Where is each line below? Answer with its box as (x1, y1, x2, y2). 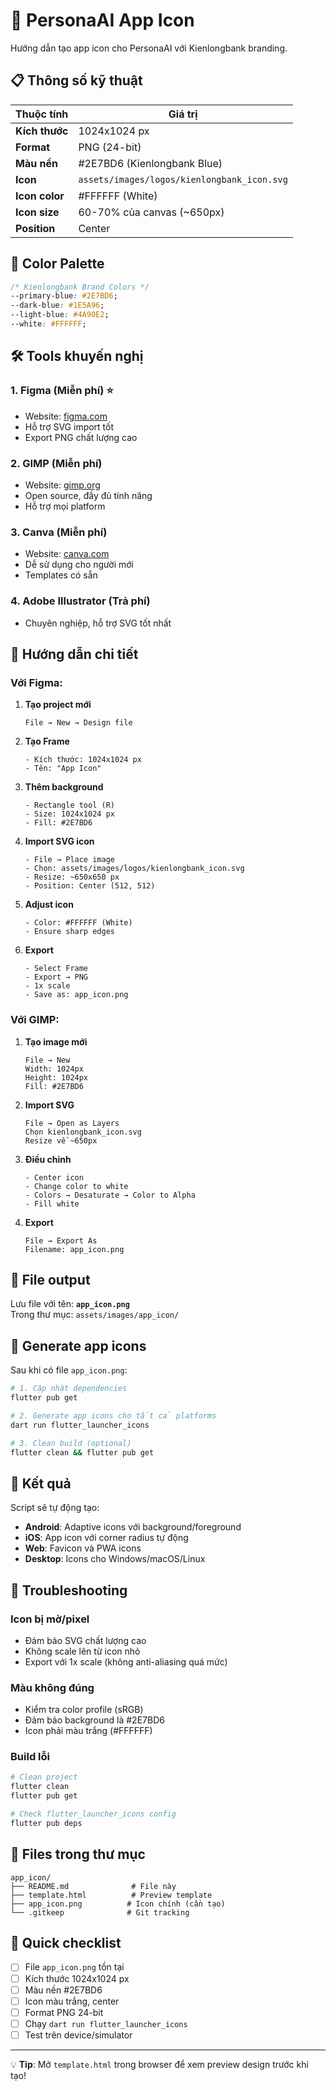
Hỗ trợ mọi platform (24, 500, 106, 512)
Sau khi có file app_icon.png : (10, 1364, 128, 1376)
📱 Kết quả (10, 1475, 72, 1492)
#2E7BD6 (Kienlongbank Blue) (78, 156, 223, 170)
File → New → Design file (24, 718, 133, 728)
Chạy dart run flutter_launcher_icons (24, 2017, 188, 2029)
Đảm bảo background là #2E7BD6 (24, 1714, 165, 1726)
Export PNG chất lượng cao (24, 431, 138, 443)
